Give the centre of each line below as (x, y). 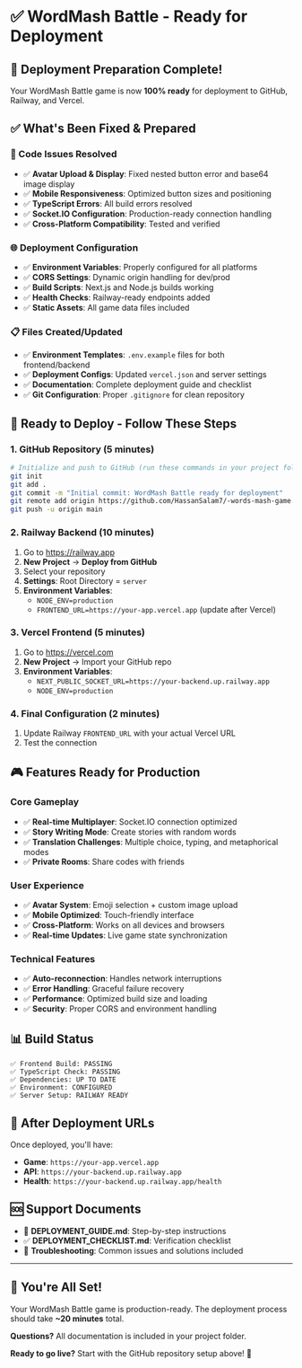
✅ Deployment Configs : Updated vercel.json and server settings (145, 375)
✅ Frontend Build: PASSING (61, 1064)
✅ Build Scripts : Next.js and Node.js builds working (118, 287)
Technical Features (53, 959)
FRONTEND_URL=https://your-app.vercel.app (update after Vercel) (156, 609)
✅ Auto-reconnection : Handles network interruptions (122, 979)
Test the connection (60, 743)
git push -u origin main (56, 509)
